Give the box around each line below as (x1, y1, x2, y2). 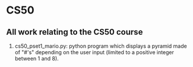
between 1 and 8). (14, 55, 59, 62)
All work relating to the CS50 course (6, 27, 143, 37)
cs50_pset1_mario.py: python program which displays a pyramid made (14, 42, 187, 49)
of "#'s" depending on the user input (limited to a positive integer (14, 49, 174, 56)
